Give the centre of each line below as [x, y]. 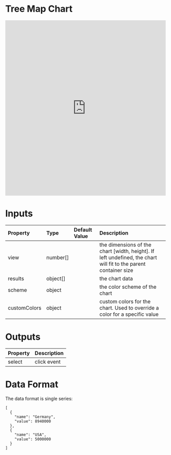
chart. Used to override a [129, 308]
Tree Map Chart [39, 9]
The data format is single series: [39, 398]
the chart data [116, 279]
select [15, 362]
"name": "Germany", [35, 417]
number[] [58, 257]
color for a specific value [129, 314]
